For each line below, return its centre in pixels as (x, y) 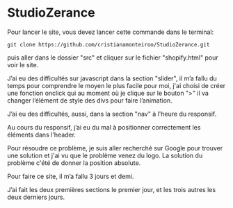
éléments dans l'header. (42, 135)
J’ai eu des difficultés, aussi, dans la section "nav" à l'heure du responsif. (112, 114)
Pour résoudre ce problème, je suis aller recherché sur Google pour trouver (115, 148)
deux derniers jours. (36, 197)
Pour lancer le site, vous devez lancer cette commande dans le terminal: (111, 32)
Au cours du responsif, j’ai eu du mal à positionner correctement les (104, 127)
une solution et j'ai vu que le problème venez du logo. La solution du (105, 155)
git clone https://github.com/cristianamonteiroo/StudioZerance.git (109, 44)
